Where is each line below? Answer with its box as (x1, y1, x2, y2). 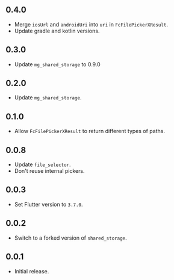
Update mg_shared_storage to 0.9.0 (14, 60, 101, 68)
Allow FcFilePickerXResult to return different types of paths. (14, 128, 165, 135)
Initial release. (14, 267, 49, 275)
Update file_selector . (14, 161, 71, 168)
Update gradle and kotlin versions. (14, 27, 100, 34)
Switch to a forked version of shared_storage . (14, 234, 127, 241)
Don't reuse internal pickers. (14, 167, 85, 175)
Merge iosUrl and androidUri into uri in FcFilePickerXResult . (14, 20, 168, 28)
